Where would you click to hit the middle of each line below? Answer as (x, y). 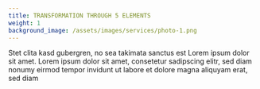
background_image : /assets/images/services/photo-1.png (103, 30)
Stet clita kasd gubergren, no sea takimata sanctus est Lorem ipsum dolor (129, 53)
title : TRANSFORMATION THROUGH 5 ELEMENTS (80, 15)
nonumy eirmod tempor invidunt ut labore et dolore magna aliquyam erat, (128, 70)
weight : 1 (25, 23)
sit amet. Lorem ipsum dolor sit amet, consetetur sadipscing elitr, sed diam (130, 61)
